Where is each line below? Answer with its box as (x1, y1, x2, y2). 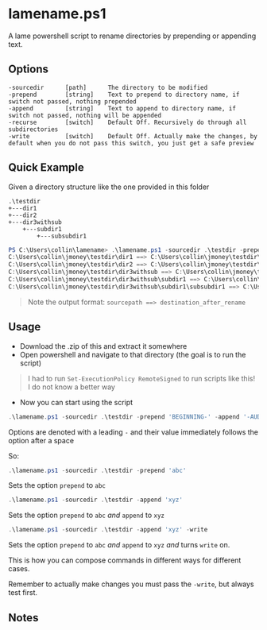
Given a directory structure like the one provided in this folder (8, 182, 210, 191)
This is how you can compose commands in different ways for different (8, 555, 242, 565)
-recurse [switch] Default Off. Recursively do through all (8, 118, 247, 126)
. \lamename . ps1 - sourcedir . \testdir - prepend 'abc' (8, 466, 187, 474)
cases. (8, 564, 30, 574)
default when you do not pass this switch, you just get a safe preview (8, 139, 254, 147)
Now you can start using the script (19, 397, 133, 407)
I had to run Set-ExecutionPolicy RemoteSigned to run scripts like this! (27, 373, 256, 383)
